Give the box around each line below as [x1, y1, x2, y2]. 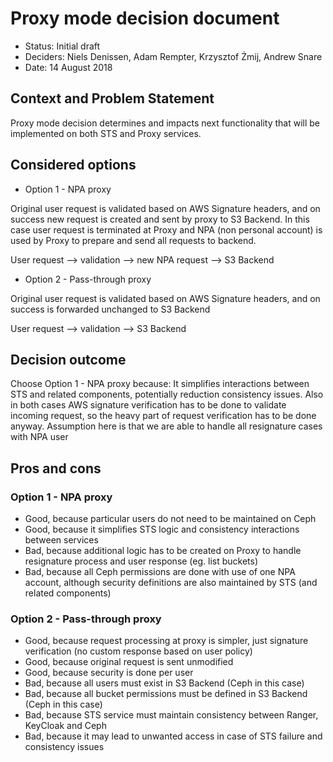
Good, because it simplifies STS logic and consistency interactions [24, 523, 300, 536]
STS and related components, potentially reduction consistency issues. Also [10, 388, 324, 401]
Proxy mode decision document [10, 7, 280, 30]
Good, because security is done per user [24, 667, 194, 679]
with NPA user [10, 431, 69, 443]
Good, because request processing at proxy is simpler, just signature [24, 635, 309, 647]
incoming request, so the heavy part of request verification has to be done [10, 410, 317, 422]
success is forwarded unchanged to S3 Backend [10, 303, 211, 315]
